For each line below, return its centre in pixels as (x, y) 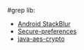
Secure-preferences (47, 31)
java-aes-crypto (41, 39)
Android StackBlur (44, 24)
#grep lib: (21, 10)
